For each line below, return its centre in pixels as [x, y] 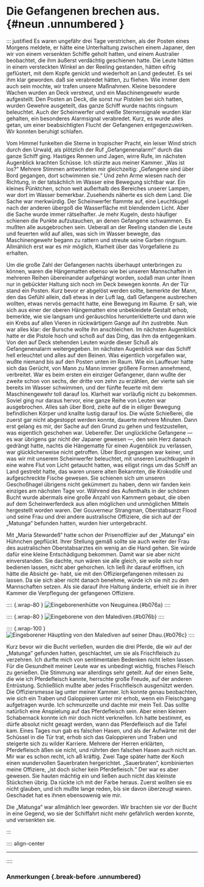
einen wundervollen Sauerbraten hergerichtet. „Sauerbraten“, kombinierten [100, 763]
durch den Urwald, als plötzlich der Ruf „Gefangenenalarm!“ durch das [95, 150]
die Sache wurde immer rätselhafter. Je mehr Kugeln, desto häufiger [92, 214]
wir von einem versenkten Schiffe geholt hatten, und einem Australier [93, 53]
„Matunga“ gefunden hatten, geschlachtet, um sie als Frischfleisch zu [93, 653]
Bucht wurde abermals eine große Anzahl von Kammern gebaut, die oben [98, 497]
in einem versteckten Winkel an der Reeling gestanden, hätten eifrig [91, 67]
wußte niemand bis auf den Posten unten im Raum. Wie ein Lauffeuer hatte [100, 361]
